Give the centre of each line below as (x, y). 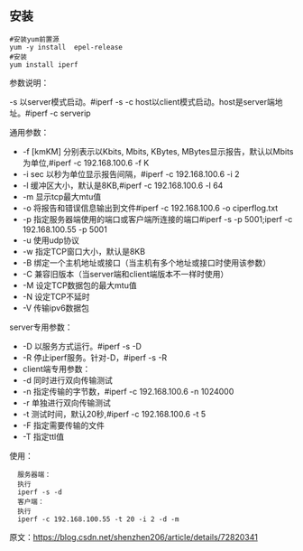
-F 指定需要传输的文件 (64, 425)
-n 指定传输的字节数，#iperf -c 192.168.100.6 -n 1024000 (128, 391)
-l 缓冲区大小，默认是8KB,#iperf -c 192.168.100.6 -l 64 (123, 185)
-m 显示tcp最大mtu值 (62, 196)
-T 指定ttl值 (43, 436)
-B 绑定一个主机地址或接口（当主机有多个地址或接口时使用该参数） (147, 262)
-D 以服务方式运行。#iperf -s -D (82, 346)
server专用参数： (41, 327)
